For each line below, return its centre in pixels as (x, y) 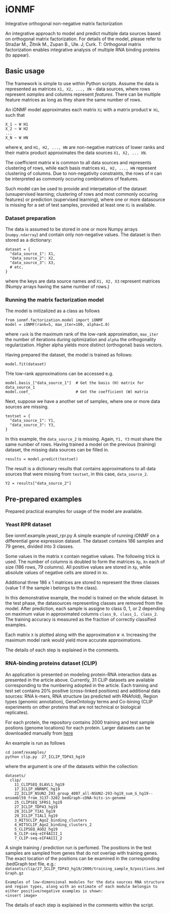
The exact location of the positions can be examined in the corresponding (82, 858)
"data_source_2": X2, (33, 259)
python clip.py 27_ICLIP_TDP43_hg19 (45, 757)
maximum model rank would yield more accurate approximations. (74, 640)
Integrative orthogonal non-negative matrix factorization (64, 23)
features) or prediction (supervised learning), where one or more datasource (85, 199)
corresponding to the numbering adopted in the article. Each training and (82, 685)
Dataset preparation (30, 218)
